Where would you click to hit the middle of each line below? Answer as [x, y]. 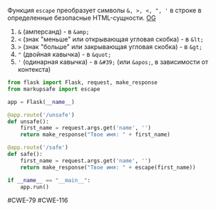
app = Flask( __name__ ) [41, 102]
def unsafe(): [29, 121]
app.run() [35, 187]
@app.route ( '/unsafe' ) [41, 115]
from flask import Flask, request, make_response [83, 83]
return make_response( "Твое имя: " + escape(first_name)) [108, 167]
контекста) [34, 69]
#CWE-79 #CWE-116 [38, 200]
